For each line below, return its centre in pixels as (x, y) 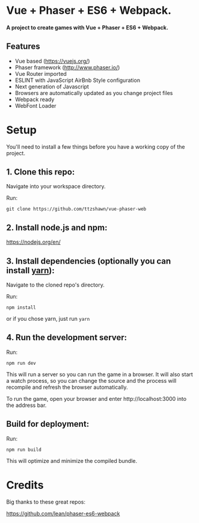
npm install (21, 308)
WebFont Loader (35, 105)
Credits (25, 485)
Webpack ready (35, 99)
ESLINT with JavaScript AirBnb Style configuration (77, 80)
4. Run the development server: (67, 338)
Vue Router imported (41, 73)
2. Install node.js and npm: (57, 227)
